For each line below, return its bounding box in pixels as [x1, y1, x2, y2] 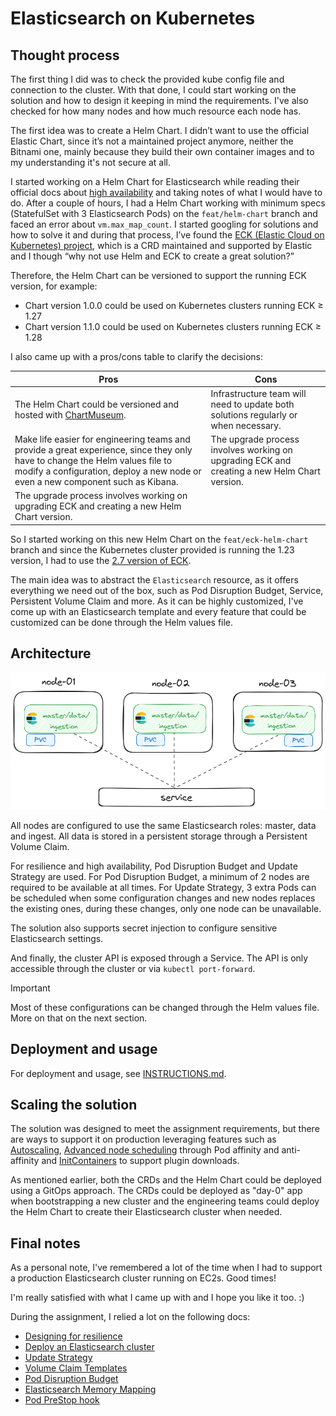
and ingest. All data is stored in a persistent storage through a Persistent [10, 830, 308, 842]
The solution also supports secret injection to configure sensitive [10, 922, 278, 934]
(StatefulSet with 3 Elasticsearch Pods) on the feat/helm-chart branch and [10, 208, 318, 219]
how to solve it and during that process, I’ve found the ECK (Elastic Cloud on [10, 229, 325, 241]
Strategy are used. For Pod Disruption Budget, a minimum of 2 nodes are [10, 870, 310, 882]
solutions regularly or [210, 408, 298, 421]
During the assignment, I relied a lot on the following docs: [10, 1311, 251, 1323]
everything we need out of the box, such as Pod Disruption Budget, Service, [10, 584, 324, 596]
